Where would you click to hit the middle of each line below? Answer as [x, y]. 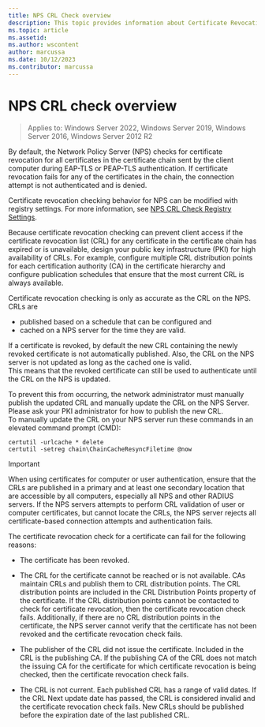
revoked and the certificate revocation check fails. [101, 634]
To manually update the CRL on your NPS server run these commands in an [131, 419]
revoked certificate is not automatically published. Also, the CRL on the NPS [131, 354]
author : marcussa [37, 52]
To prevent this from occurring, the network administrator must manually [126, 394]
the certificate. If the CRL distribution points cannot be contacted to [129, 600]
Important [24, 463]
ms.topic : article [38, 30]
